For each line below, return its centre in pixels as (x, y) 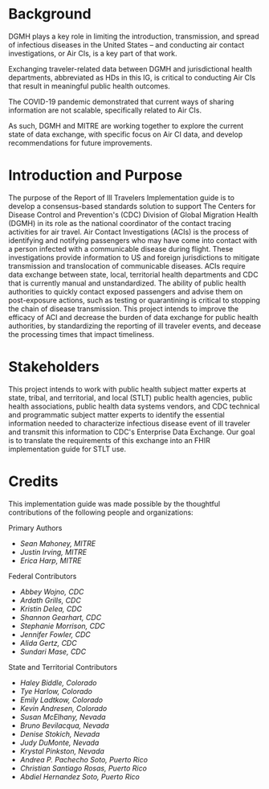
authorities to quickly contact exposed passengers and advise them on (126, 291)
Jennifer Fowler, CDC (55, 634)
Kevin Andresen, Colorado (63, 708)
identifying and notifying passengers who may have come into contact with (133, 240)
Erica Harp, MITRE (51, 561)
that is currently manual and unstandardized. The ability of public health (127, 283)
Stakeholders (54, 367)
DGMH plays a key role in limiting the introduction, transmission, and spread (134, 36)
